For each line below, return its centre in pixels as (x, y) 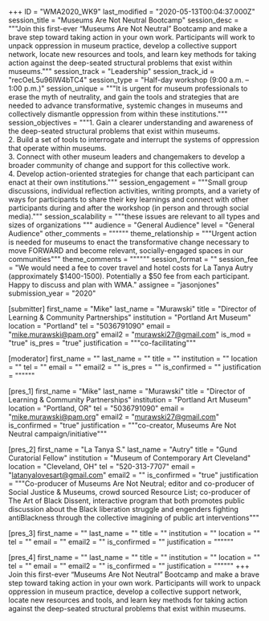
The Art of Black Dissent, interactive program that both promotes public (126, 500)
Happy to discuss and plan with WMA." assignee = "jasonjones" (114, 285)
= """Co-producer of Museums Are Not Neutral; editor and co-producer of (131, 484)
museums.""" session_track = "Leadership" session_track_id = (112, 71)
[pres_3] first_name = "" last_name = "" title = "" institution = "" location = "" (134, 533)
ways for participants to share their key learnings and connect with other (128, 199)
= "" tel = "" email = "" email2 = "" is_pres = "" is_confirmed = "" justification (135, 367)
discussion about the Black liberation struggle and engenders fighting (124, 509)
